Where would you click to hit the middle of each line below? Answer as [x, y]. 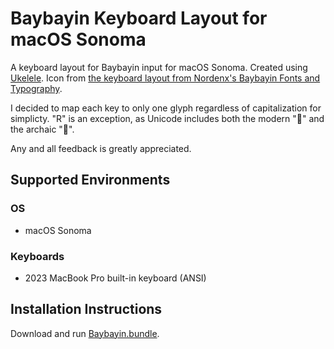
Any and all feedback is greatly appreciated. [101, 148]
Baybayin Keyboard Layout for [139, 18]
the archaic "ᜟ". [42, 129]
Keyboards [37, 256]
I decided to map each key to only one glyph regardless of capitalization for [166, 108]
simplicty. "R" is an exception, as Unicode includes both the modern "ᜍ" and [167, 118]
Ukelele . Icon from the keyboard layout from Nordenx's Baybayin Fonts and [165, 78]
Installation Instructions [86, 309]
